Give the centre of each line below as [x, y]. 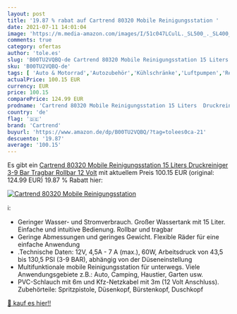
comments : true [30, 40]
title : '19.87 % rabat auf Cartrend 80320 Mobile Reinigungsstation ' [113, 20]
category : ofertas [34, 47]
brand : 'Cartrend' [34, 125]
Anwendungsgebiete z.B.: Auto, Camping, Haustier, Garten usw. [110, 274]
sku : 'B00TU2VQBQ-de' [39, 66]
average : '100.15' [34, 145]
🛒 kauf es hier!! [29, 303]
